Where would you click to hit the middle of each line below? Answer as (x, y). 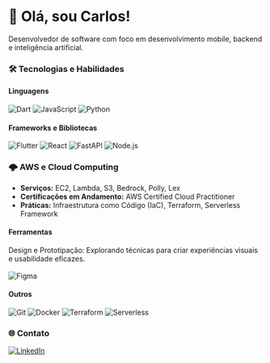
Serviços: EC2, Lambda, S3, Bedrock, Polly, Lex (100, 188)
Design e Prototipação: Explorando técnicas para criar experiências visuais (133, 250)
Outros (20, 294)
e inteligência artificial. (46, 47)
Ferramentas (30, 232)
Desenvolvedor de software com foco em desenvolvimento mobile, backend (135, 39)
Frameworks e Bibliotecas (53, 128)
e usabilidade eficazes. (47, 259)
